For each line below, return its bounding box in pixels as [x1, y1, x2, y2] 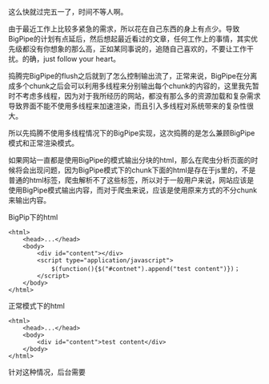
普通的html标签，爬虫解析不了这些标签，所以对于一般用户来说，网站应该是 [8, 176, 255, 184]
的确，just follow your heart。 [22, 55, 121, 63]
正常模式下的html [8, 301, 66, 310]
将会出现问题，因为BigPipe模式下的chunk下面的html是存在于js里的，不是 [14, 165, 256, 175]
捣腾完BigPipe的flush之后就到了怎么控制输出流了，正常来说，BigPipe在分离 [8, 71, 258, 80]
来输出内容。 [8, 196, 50, 204]
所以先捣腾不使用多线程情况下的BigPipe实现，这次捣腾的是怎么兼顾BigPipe [8, 128, 255, 138]
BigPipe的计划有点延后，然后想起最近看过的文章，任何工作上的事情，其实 [8, 34, 251, 43]
